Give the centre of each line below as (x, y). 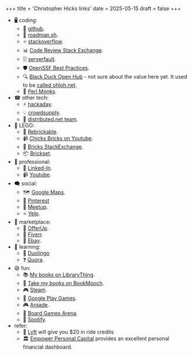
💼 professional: (32, 162)
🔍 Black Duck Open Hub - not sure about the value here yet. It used (105, 77)
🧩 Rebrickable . (40, 132)
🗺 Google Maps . (44, 192)
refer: (21, 326)
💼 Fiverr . (33, 234)
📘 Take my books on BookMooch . (63, 283)
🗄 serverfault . (39, 59)
